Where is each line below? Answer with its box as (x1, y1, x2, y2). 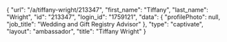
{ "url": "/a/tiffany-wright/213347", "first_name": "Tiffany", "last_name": (6, 6, 208, 14)
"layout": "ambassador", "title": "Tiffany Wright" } (6, 27, 146, 35)
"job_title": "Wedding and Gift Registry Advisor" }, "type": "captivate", (6, 20, 204, 28)
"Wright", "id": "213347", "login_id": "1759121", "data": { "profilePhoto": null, (6, 13, 221, 21)
